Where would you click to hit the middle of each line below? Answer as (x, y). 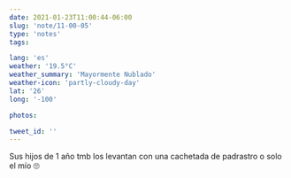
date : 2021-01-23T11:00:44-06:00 (71, 17)
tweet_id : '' (33, 131)
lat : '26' (27, 91)
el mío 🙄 (24, 166)
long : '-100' (33, 99)
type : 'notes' (35, 34)
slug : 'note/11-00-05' (51, 26)
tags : (19, 42)
